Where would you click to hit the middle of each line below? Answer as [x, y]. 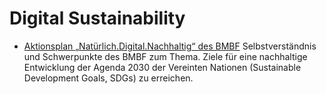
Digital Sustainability [97, 18]
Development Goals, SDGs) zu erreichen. [108, 78]
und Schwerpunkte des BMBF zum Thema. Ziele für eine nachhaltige [165, 56]
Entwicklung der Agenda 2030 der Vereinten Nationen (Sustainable [162, 67]
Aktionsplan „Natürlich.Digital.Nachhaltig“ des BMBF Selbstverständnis [170, 46]
